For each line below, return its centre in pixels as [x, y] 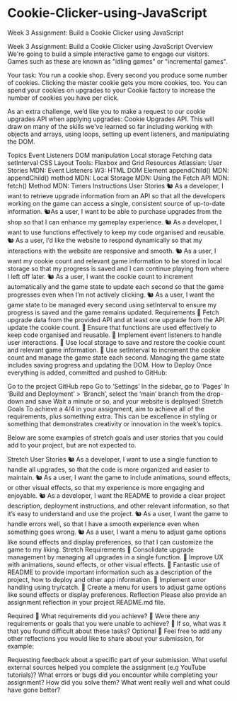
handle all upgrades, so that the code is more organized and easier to [109, 469]
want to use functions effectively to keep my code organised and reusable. [116, 232]
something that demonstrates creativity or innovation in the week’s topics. [115, 423]
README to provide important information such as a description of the [110, 572]
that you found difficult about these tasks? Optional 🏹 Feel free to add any [115, 631]
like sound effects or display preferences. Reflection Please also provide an [117, 594]
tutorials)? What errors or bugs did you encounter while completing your [112, 675]
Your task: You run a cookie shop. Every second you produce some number [117, 75]
